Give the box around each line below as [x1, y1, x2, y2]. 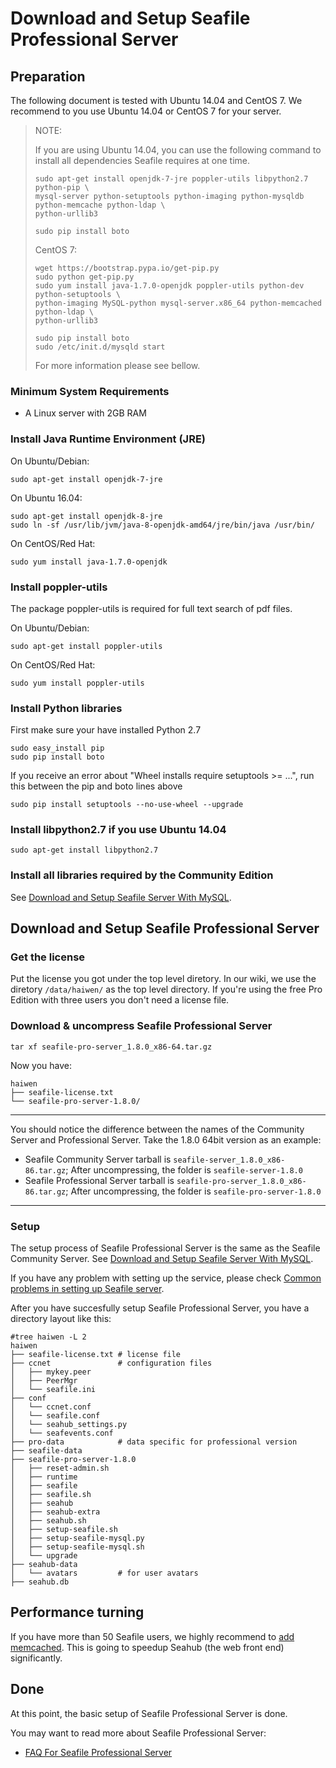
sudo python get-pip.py [34, 272, 135, 282]
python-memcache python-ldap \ [34, 200, 166, 210]
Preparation [10, 68, 86, 85]
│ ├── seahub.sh [10, 1516, 87, 1526]
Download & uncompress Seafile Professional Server [10, 1019, 273, 1033]
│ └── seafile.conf [10, 1411, 101, 1421]
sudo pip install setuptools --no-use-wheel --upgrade [10, 800, 244, 810]
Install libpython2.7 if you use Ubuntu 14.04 [10, 823, 227, 837]
